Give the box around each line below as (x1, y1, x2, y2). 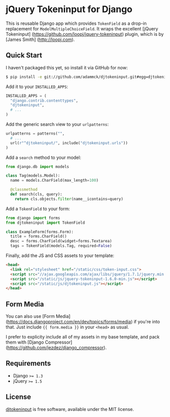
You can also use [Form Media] (6, 313, 71, 319)
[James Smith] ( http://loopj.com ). (6, 36, 75, 43)
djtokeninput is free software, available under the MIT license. (6, 406, 134, 412)
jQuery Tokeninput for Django (6, 4, 133, 15)
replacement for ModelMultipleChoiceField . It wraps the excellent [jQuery (6, 25, 158, 31)
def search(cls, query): (10, 192, 63, 197)
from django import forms (6, 215, 60, 221)
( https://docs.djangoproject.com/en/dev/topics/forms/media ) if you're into (6, 319, 160, 325)
